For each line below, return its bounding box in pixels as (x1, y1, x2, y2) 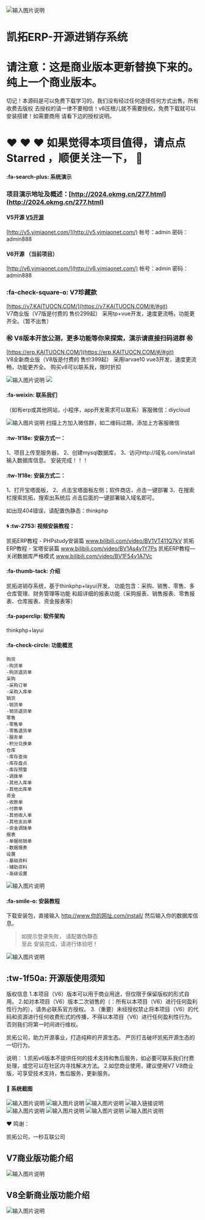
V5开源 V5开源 (6, 214, 44, 221)
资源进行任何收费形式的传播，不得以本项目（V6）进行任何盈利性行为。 (16, 1013, 195, 1021)
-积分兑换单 (6, 741, 32, 747)
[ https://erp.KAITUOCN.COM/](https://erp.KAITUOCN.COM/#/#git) (6, 348, 174, 356)
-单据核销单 (6, 838, 32, 845)
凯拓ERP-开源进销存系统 (6, 31, 128, 44)
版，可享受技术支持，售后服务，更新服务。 (6, 1070, 113, 1077)
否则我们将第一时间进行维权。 (6, 1021, 81, 1028)
